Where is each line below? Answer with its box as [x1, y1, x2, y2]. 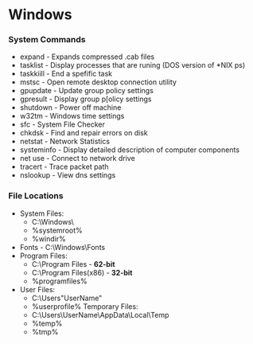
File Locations [8, 190, 64, 201]
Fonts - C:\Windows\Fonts [19, 242, 106, 252]
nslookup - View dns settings [19, 170, 116, 180]
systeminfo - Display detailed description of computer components [19, 145, 240, 154]
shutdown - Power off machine [19, 103, 122, 112]
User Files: [19, 284, 56, 294]
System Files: [19, 209, 64, 218]
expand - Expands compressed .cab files [19, 52, 155, 61]
